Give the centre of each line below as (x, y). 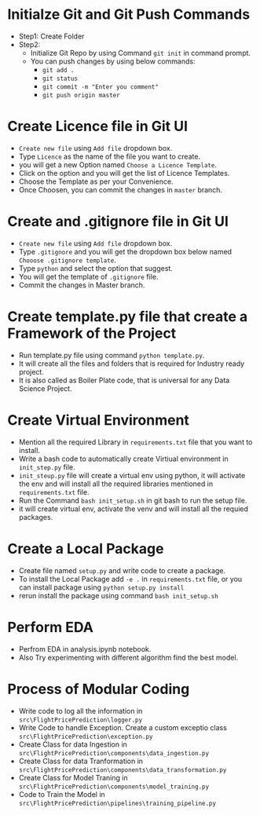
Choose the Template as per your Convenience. (96, 181)
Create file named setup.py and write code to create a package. (122, 570)
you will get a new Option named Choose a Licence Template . (118, 164)
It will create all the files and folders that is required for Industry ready (132, 364)
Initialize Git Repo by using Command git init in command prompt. (141, 53)
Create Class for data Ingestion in (73, 744)
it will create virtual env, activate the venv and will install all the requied (134, 509)
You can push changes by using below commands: (113, 61)
